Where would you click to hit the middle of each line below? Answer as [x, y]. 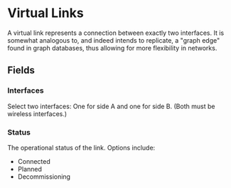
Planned [30, 169]
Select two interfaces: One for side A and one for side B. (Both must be [111, 106]
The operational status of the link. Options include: [81, 147]
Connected [34, 161]
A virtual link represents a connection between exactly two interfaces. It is [116, 33]
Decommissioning [44, 177]
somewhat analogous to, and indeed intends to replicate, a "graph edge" [114, 40]
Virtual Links [45, 13]
